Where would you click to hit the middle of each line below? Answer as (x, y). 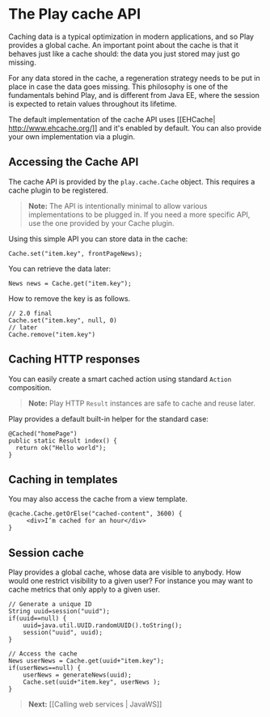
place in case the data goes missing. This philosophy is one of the (118, 87)
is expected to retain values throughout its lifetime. (93, 104)
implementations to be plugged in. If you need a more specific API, (139, 214)
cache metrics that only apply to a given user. (84, 590)
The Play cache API (75, 14)
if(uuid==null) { (38, 619)
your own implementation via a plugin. (72, 136)
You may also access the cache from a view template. (98, 499)
